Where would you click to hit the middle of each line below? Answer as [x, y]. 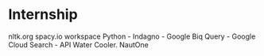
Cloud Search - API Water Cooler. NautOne [78, 44]
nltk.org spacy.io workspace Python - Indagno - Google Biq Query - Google [132, 36]
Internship [43, 15]
